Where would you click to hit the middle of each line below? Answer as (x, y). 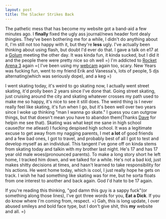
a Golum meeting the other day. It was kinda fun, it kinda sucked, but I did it (82, 55)
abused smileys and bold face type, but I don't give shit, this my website (79, 206)
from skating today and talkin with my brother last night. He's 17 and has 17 (82, 149)
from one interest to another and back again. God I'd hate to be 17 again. (79, 181)
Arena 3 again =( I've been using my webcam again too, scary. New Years (81, 66)
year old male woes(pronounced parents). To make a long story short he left (83, 154)
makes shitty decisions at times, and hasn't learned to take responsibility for (83, 165)
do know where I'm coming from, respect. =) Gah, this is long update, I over (82, 201)
